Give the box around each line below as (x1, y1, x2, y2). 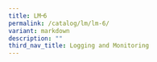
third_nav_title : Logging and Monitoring (8, 42, 150, 50)
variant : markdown (8, 27, 70, 35)
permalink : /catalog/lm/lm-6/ (8, 19, 110, 27)
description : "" (8, 34, 63, 43)
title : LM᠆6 (8, 11, 48, 20)
